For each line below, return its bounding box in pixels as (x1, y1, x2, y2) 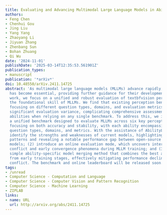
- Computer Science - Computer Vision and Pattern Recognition (5, 179, 139, 184)
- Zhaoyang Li (5, 35, 35, 40)
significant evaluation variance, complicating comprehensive (9, 109, 141, 115)
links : (5, 193, 19, 198)
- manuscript (5, 72, 32, 77)
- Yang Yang (5, 30, 30, 35)
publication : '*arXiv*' (5, 77, 55, 82)
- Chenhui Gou (5, 21, 35, 26)
